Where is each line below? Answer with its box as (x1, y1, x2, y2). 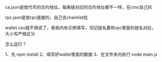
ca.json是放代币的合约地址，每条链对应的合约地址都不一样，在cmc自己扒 (5, 4, 152, 10)
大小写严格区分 (5, 31, 35, 36)
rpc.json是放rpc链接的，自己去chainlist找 (5, 15, 88, 20)
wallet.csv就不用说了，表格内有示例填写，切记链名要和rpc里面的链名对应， (5, 25, 156, 31)
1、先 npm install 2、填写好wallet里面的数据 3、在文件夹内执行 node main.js (5, 51, 158, 57)
